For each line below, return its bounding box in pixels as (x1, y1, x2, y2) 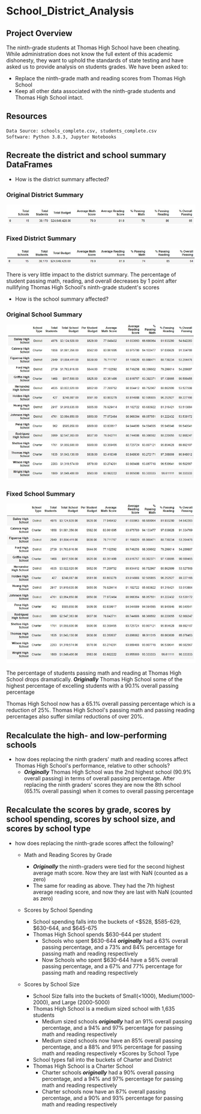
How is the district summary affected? (14, 175, 109, 182)
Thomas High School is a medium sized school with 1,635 (32, 1005, 175, 1012)
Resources (6, 111, 47, 121)
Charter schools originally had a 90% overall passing (41, 1068, 175, 1076)
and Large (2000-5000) (50, 998, 110, 1006)
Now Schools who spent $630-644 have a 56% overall (41, 956, 178, 963)
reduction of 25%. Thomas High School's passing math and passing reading (6, 706, 195, 714)
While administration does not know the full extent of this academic (6, 50, 173, 58)
